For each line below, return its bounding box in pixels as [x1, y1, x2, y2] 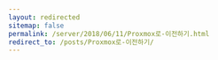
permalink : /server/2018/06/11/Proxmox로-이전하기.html [8, 29, 210, 38]
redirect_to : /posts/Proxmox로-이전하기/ [8, 37, 154, 47]
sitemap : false [8, 21, 65, 30]
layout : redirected [8, 12, 81, 22]
